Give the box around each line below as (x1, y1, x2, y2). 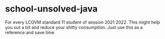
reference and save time (5, 29, 55, 35)
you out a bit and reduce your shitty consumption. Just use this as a (5, 24, 143, 30)
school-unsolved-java (5, 3, 98, 14)
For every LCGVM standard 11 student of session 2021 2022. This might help (5, 19, 160, 25)
